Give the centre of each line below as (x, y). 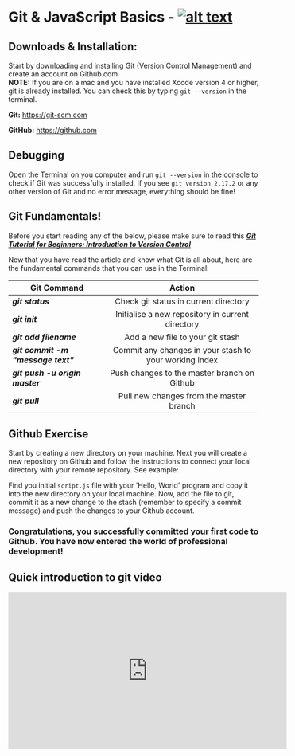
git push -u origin (47, 373)
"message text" (43, 360)
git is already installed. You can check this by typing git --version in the (128, 91)
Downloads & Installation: (73, 47)
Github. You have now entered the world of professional (118, 542)
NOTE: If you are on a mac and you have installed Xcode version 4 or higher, (134, 82)
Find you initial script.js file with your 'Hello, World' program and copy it (128, 485)
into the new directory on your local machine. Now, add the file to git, (121, 494)
